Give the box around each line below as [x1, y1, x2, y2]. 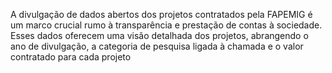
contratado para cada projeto [10, 51, 132, 63]
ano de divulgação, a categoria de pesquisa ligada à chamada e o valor [10, 40, 304, 52]
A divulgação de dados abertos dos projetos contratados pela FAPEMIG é [10, 9, 313, 20]
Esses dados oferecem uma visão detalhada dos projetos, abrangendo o [10, 30, 309, 41]
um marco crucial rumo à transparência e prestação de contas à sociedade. [10, 19, 323, 31]
